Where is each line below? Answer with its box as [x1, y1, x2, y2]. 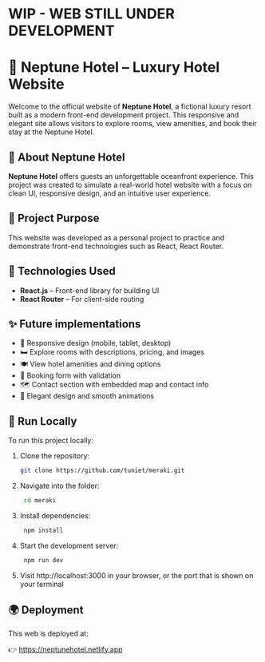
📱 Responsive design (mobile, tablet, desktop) [19, 339, 172, 348]
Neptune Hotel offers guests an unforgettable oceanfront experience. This [8, 171, 254, 180]
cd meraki [23, 497, 57, 505]
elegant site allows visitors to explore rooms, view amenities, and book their [8, 119, 257, 129]
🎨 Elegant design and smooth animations [19, 391, 154, 401]
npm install [23, 526, 64, 534]
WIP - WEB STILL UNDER [8, 5, 176, 23]
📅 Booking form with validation [19, 371, 121, 380]
